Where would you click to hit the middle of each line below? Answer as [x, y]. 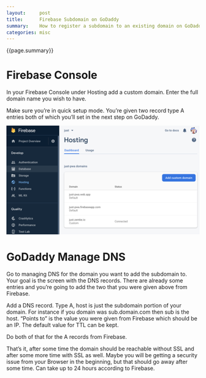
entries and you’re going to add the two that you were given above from [97, 287]
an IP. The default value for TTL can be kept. [63, 325]
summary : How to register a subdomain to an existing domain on [94, 26]
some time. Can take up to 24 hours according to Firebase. [81, 368]
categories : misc [29, 32]
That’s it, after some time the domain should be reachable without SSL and [100, 349]
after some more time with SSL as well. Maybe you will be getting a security [102, 355]
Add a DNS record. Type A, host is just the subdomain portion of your [94, 305]
